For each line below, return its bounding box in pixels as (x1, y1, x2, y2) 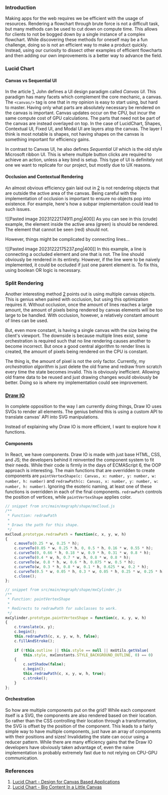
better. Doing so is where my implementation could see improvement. (5, 379, 148, 385)
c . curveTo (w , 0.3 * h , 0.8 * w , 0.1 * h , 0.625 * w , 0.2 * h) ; (14, 564, 149, 569)
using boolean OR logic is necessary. (5, 267, 81, 273)
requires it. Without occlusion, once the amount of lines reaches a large (5, 301, 152, 307)
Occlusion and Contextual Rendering (5, 174, 83, 180)
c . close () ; (14, 574, 37, 579)
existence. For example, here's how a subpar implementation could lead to (5, 201, 158, 207)
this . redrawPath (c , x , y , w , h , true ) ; (23, 671, 106, 676)
